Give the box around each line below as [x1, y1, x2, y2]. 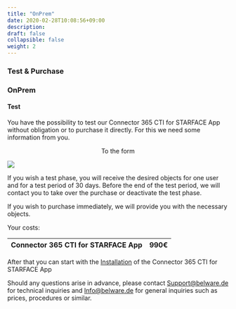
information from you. [7, 133, 70, 141]
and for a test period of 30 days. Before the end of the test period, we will [7, 181, 221, 190]
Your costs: [7, 223, 40, 232]
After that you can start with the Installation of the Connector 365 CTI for [7, 258, 218, 266]
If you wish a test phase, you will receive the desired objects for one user [7, 174, 219, 182]
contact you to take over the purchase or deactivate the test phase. [7, 189, 202, 197]
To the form [100, 147, 136, 156]
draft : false [7, 30, 46, 37]
